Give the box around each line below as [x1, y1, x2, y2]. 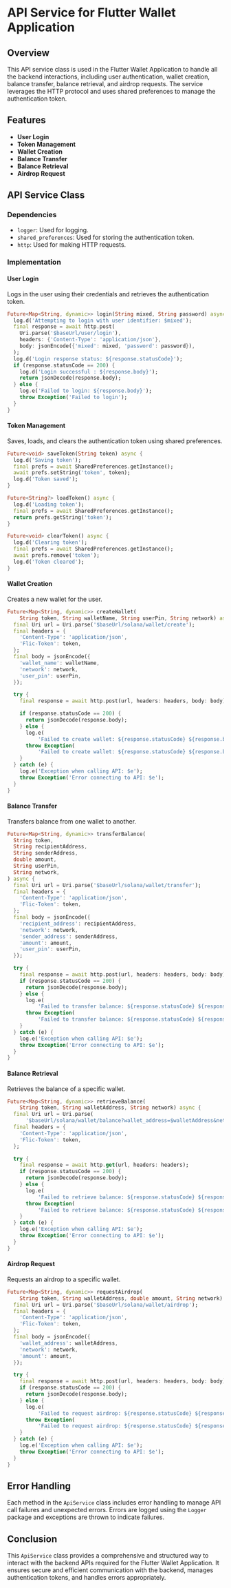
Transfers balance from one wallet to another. [7, 817, 136, 825]
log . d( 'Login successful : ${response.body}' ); [19, 368, 158, 375]
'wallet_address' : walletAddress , [19, 1339, 118, 1347]
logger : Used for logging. [16, 225, 89, 234]
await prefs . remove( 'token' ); [13, 552, 100, 559]
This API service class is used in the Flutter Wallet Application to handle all [7, 65, 218, 73]
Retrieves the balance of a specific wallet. [7, 1084, 126, 1093]
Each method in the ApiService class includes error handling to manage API [7, 1498, 221, 1507]
